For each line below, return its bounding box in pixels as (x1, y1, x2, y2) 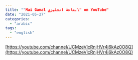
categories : (5, 16, 30, 21)
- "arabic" (10, 21, 33, 26)
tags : (5, 26, 17, 31)
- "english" (10, 30, 35, 35)
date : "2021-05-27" (5, 12, 46, 17)
